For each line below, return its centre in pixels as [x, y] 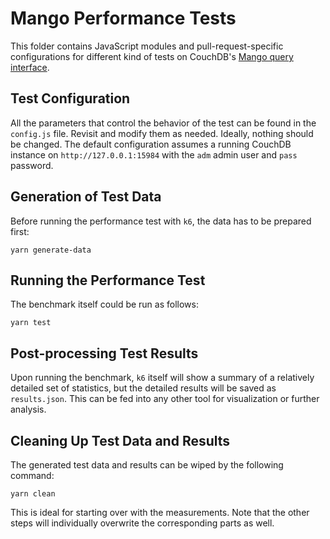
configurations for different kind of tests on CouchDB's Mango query [152, 56]
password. [32, 165]
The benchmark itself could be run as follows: [104, 304]
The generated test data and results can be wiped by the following [147, 465]
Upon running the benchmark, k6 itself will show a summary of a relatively [162, 378]
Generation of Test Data [86, 197]
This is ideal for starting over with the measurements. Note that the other [160, 512]
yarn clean [33, 494]
